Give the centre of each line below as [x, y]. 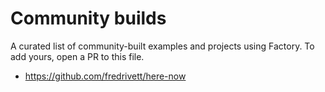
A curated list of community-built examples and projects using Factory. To [162, 46]
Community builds [88, 18]
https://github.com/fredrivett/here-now [105, 76]
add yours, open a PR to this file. [77, 56]
